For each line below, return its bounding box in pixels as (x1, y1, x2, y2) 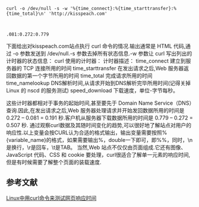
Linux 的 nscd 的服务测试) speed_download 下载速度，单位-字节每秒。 (6, 87, 179, 94)
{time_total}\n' (6, 11, 46, 17)
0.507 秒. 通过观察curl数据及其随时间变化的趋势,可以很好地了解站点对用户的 (6, 122, 192, 128)
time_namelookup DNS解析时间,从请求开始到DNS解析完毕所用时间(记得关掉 (6, 80, 191, 86)
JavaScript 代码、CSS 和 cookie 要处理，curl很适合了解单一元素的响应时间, (6, 151, 191, 158)
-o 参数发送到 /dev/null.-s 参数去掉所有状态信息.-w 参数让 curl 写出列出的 (12, 50, 192, 57)
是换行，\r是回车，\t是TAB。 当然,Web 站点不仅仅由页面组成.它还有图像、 (6, 144, 187, 151)
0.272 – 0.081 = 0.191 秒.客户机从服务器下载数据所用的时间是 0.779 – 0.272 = (6, 114, 193, 121)
